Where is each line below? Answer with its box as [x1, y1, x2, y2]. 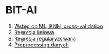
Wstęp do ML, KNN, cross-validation [14, 23, 103, 30]
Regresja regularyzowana [14, 35, 76, 42]
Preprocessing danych [14, 41, 69, 48]
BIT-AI [5, 3, 37, 17]
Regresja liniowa [14, 28, 54, 35]
